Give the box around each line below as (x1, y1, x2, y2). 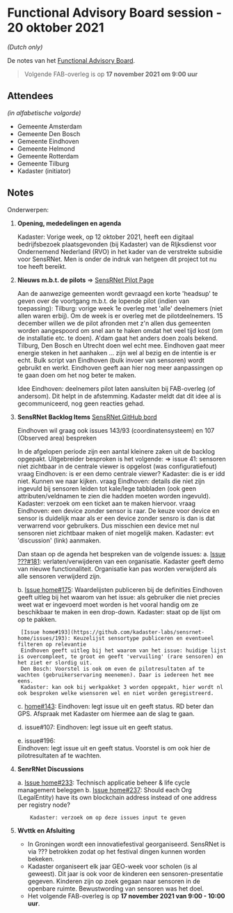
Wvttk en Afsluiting (17, 826, 75, 835)
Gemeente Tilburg (17, 159, 70, 168)
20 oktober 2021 (7, 20, 104, 36)
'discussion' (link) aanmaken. (17, 536, 102, 544)
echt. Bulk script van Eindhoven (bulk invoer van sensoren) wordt (17, 356, 205, 364)
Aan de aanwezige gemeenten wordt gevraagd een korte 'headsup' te (17, 289, 218, 297)
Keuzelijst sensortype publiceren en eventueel (73, 634, 214, 641)
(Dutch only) (7, 43, 43, 51)
